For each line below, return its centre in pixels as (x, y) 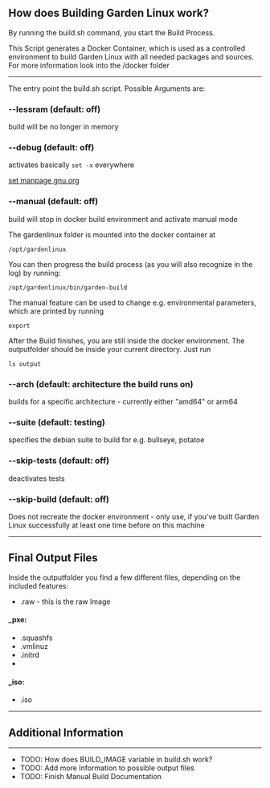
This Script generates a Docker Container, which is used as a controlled (127, 48)
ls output (25, 364)
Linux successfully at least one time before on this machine (106, 525)
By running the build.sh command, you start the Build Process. (112, 32)
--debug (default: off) (51, 148)
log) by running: (35, 273)
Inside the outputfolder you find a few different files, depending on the (125, 577)
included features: (38, 585)
